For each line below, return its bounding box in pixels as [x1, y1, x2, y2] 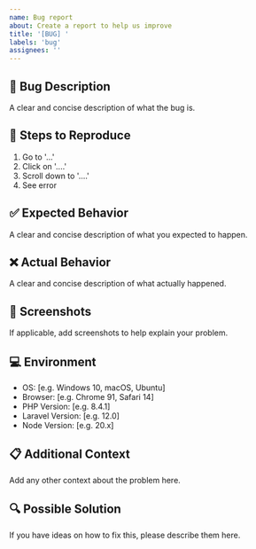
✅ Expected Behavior [9, 206, 129, 221]
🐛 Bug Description [9, 79, 111, 94]
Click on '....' [21, 161, 67, 171]
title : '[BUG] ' [9, 29, 69, 38]
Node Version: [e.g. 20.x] [21, 420, 114, 430]
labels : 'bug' [9, 37, 62, 47]
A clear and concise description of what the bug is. [9, 102, 196, 113]
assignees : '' [9, 46, 62, 55]
